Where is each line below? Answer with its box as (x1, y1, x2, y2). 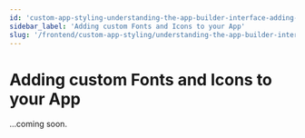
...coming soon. (9, 119, 68, 130)
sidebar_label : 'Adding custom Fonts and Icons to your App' (9, 22, 246, 31)
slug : (9, 30, 30, 39)
